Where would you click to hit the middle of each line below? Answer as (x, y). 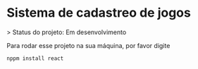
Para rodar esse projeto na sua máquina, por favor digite (88, 45)
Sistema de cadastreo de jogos (99, 13)
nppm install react (35, 58)
